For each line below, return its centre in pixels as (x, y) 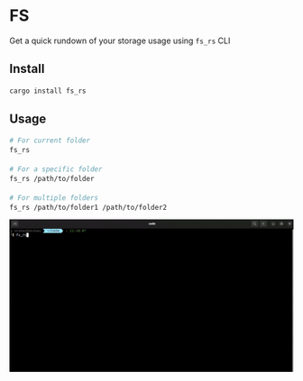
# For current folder (50, 141)
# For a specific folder (56, 169)
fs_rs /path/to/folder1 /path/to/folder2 (88, 207)
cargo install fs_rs (48, 91)
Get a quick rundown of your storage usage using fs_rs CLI (120, 41)
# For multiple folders (54, 198)
